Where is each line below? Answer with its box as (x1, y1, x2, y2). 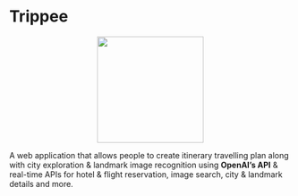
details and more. (9, 178, 73, 189)
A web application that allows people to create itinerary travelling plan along (9, 149, 289, 160)
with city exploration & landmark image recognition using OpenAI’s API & (9, 159, 279, 170)
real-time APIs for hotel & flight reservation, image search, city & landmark (9, 168, 284, 180)
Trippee (9, 6, 69, 27)
